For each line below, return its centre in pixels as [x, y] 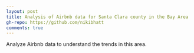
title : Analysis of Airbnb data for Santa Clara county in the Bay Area [97, 17]
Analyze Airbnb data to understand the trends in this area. [76, 44]
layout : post [22, 11]
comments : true [25, 28]
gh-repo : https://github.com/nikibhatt [55, 22]
